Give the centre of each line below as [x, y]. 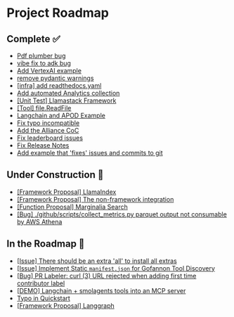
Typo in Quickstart [44, 298]
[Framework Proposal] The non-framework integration [95, 199]
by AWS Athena [39, 221]
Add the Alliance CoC [48, 130]
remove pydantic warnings [55, 78]
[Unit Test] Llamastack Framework [66, 101]
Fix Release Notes [43, 145]
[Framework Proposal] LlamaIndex [66, 192]
